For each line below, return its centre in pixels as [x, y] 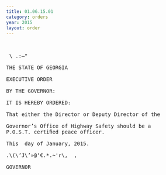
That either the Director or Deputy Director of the [83, 114]
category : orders [27, 17]
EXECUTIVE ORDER [29, 79]
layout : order [23, 28]
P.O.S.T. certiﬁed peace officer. [56, 132]
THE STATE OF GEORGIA [37, 68]
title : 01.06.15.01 [30, 11]
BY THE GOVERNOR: [31, 91]
